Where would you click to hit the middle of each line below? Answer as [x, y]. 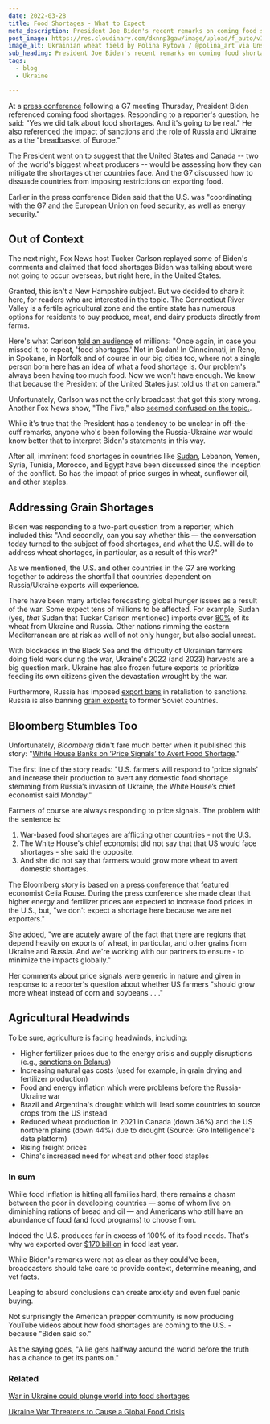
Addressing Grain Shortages [81, 507]
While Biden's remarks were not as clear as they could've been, [114, 1260]
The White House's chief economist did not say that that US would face [138, 843]
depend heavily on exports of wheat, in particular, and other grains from [127, 943]
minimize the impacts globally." [59, 960]
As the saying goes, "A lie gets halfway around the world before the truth [129, 1349]
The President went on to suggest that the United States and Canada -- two [133, 155]
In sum [22, 1177]
